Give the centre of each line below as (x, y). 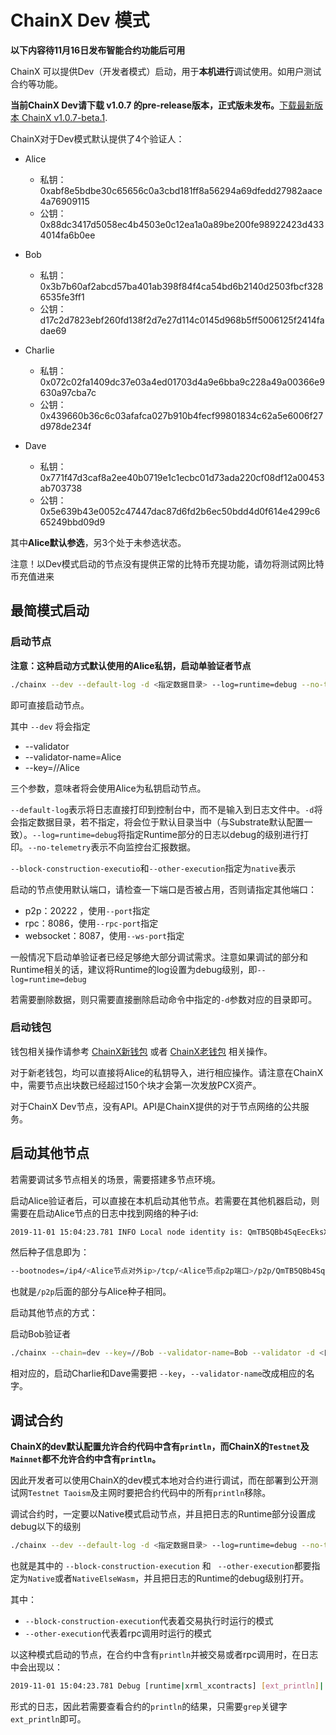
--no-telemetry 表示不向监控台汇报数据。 (112, 847)
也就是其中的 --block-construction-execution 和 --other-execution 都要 (161, 1565)
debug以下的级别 (46, 1527)
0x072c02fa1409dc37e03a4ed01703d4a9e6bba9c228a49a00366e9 (182, 382)
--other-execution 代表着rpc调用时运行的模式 (118, 1633)
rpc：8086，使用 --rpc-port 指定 (91, 923)
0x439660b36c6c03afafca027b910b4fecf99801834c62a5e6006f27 (181, 415)
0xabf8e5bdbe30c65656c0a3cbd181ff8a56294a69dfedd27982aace (181, 190)
